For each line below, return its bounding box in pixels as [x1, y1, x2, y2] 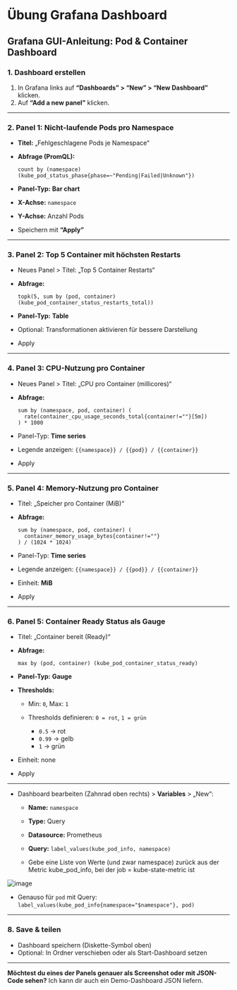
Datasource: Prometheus [28, 830, 102, 840]
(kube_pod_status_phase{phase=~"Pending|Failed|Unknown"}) [17, 172, 195, 179]
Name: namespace [28, 804, 79, 812]
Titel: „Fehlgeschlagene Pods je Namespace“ [17, 138, 150, 148]
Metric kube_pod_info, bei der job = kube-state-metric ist [28, 866, 195, 874]
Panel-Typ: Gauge [17, 672, 73, 681]
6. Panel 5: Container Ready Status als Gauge [7, 616, 166, 626]
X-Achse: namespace [17, 198, 76, 207]
